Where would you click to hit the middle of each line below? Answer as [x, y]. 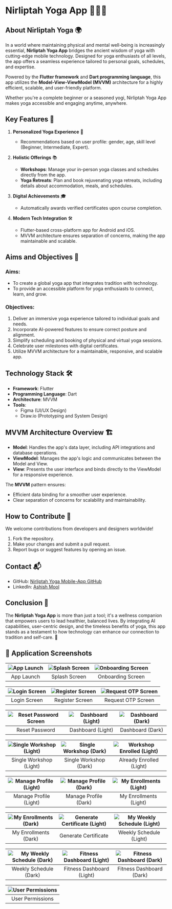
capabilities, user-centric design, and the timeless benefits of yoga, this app [85, 626]
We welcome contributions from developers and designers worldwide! [79, 529]
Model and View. [30, 464]
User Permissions [32, 898]
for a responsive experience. [43, 475]
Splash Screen [69, 677]
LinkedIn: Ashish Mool [36, 587]
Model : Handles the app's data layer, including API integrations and [84, 447]
